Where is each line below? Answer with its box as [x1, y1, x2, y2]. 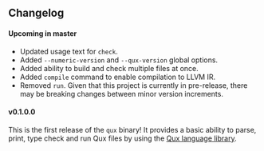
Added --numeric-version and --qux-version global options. [19, 55, 218, 65]
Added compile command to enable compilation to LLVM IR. [19, 72, 216, 81]
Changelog [8, 6, 65, 20]
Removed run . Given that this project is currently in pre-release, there [19, 80, 248, 90]
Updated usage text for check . [19, 46, 118, 56]
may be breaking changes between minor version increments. [19, 89, 223, 98]
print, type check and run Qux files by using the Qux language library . [8, 133, 237, 143]
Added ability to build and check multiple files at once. [19, 63, 199, 73]
